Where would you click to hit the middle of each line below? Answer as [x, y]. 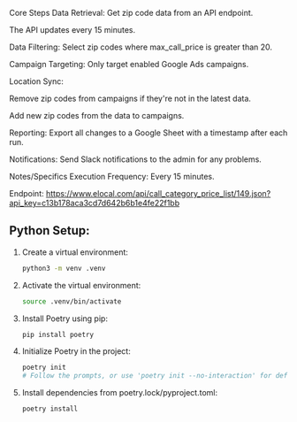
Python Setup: [49, 230]
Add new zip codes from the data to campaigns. [97, 115]
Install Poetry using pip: [65, 318]
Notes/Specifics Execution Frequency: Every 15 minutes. [112, 176]
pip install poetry [58, 334]
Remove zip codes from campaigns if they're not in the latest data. [130, 98]
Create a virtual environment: [75, 252]
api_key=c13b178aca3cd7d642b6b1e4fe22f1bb [94, 203]
